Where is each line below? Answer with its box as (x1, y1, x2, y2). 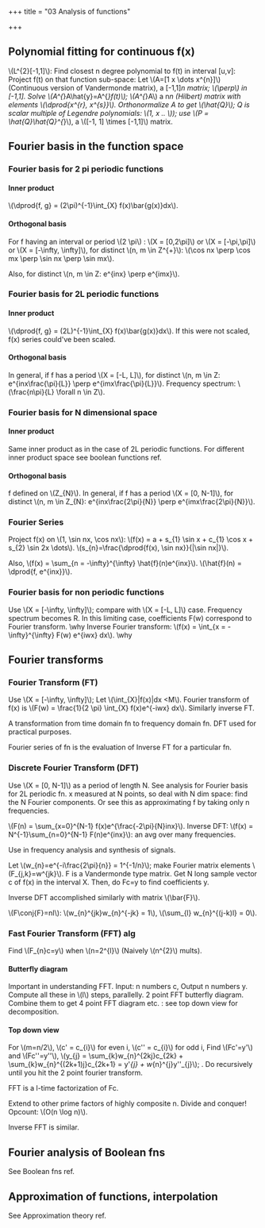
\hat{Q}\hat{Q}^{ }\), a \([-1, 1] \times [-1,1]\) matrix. (8, 117, 173, 126)
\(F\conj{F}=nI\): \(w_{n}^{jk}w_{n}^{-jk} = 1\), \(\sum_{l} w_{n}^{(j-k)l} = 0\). (8, 908, 258, 918)
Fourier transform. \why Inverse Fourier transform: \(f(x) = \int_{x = (8, 622, 226, 631)
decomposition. (8, 1007, 60, 1017)
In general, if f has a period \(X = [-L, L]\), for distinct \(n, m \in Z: (8, 370, 221, 379)
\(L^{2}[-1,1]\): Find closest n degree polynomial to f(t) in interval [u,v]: (8, 66, 236, 75)
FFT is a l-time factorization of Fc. (8, 1084, 119, 1093)
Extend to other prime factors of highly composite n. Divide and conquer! (8, 1099, 248, 1108)
